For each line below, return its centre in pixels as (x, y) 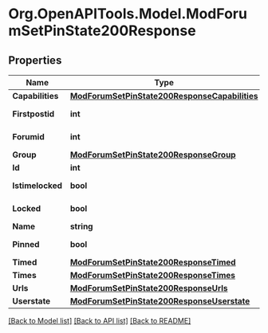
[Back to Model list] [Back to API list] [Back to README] (100, 321)
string (81, 226)
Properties (35, 60)
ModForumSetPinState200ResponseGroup (153, 155)
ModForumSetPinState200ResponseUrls (149, 288)
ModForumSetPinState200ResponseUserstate (160, 301)
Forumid (29, 137)
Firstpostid (33, 114)
